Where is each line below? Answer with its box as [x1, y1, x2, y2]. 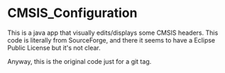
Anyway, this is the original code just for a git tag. [7, 57, 152, 65]
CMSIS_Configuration [7, 5, 138, 21]
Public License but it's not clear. [7, 43, 101, 52]
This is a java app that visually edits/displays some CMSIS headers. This [7, 28, 219, 37]
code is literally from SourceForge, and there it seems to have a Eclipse [7, 35, 216, 44]
